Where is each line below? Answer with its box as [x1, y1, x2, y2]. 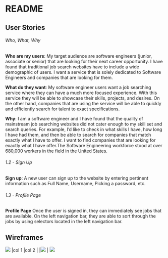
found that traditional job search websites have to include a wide [5, 64, 140, 70]
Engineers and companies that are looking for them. [5, 74, 113, 80]
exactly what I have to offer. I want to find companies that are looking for [5, 137, 156, 143]
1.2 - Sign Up [5, 159, 32, 165]
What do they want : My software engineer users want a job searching [5, 84, 151, 90]
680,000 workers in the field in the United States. [5, 148, 107, 154]
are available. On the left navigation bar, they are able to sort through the [5, 213, 156, 219]
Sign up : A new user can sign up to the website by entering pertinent [5, 175, 149, 181]
